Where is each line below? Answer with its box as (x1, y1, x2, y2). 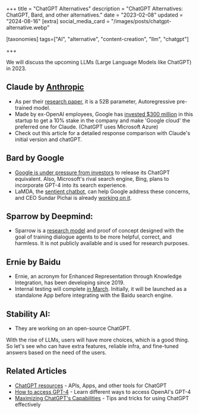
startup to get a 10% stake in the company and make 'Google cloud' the (14, 117, 191, 124)
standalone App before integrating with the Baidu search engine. (14, 291, 173, 299)
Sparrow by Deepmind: (6, 211, 93, 222)
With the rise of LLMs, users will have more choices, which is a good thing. (6, 336, 189, 344)
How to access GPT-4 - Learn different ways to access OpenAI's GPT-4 (14, 388, 191, 395)
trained (14, 104, 33, 111)
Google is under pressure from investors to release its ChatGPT (14, 169, 170, 176)
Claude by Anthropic (6, 82, 84, 92)
